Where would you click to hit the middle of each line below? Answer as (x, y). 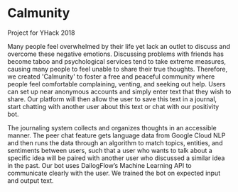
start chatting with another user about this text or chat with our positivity (113, 106)
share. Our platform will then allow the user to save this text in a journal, (112, 99)
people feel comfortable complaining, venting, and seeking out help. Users (117, 84)
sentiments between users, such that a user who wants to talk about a (110, 150)
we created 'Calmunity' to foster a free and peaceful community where (111, 77)
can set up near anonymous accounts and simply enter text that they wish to (119, 91)
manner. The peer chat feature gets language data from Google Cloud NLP (117, 135)
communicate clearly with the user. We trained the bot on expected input (114, 173)
